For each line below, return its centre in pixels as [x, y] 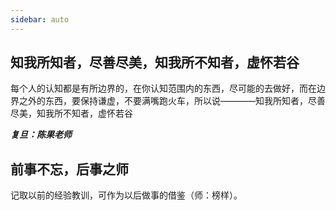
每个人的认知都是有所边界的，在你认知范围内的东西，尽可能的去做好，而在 [163, 88]
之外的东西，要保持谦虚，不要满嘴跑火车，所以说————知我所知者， [163, 101]
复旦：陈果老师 [41, 135]
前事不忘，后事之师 [69, 169]
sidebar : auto [40, 19]
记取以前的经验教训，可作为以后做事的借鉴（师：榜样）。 [126, 195]
